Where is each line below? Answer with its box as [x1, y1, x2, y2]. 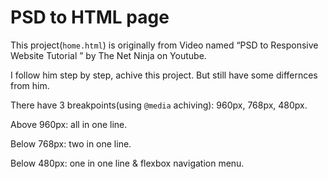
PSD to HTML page [10, 6, 170, 29]
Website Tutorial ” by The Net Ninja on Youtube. [10, 49, 207, 61]
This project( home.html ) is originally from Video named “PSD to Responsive [10, 39, 319, 51]
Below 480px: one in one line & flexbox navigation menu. [10, 157, 245, 169]
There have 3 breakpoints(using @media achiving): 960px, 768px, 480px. [10, 99, 308, 111]
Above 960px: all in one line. [10, 118, 128, 130]
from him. [10, 79, 50, 91]
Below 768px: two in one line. [10, 137, 132, 150]
